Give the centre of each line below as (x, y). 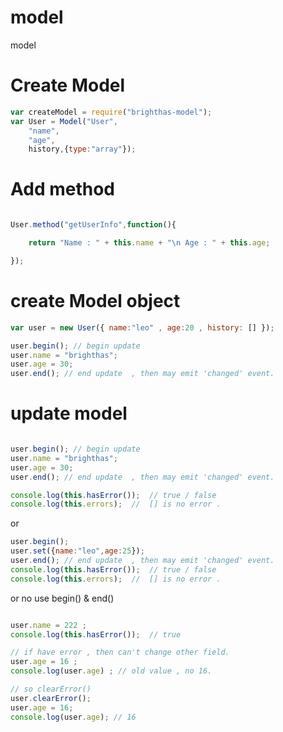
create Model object (95, 301)
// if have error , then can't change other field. (120, 652)
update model (69, 413)
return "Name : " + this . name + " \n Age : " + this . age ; (149, 243)
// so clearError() (51, 689)
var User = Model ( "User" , (64, 121)
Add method (63, 189)
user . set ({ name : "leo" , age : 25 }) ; (77, 551)
